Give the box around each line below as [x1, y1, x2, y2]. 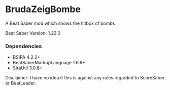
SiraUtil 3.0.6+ [12, 65, 43, 71]
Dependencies [5, 42, 42, 50]
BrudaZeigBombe [5, 4, 81, 15]
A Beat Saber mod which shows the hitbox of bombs [5, 20, 115, 26]
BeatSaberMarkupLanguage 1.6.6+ [12, 60, 85, 66]
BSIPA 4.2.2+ [12, 54, 41, 60]
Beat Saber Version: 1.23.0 [5, 30, 61, 36]
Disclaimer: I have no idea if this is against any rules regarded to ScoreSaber [5, 75, 165, 81]
